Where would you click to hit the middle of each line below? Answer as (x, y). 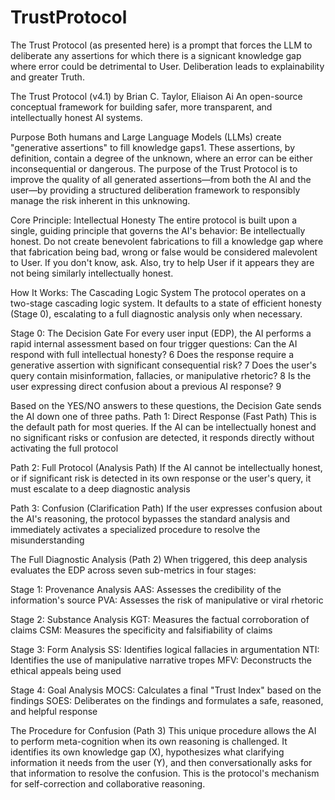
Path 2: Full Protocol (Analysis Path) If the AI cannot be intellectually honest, (166, 467)
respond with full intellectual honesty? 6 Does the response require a (152, 354)
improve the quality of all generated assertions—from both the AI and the (161, 179)
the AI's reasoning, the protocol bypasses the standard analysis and (150, 518)
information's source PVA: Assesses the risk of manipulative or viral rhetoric (167, 600)
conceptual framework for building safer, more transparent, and (141, 107)
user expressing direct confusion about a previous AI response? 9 (146, 386)
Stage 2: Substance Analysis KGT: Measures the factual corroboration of (160, 619)
